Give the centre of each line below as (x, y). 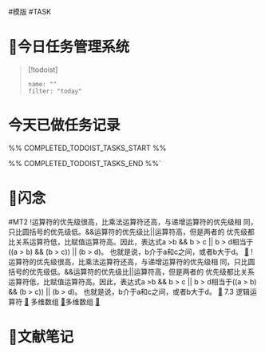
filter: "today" (55, 91)
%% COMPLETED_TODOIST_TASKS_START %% (87, 148)
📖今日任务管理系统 (69, 47)
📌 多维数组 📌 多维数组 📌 (62, 301)
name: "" (42, 84)
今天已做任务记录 (65, 125)
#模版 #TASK (30, 12)
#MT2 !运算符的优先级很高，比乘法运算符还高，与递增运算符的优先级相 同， (133, 221)
